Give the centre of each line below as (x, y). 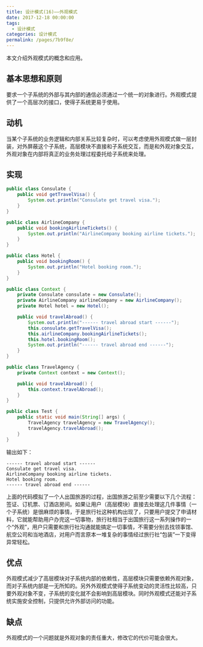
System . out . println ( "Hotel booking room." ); (85, 267)
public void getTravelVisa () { (56, 195)
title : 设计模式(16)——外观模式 (42, 12)
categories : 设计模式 (32, 34)
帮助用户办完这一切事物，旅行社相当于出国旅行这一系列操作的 (109, 519)
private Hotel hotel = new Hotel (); (63, 306)
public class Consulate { (39, 189)
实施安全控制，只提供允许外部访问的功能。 (64, 601)
